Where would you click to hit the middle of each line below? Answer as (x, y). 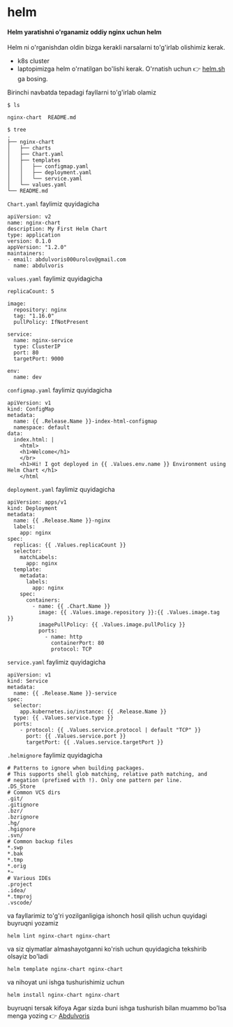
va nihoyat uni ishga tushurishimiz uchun (66, 982)
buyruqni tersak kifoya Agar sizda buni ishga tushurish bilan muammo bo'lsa (117, 1008)
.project (20, 885)
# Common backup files (40, 842)
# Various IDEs (29, 879)
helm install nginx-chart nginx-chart (63, 995)
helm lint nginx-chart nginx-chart (59, 936)
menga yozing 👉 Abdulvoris (48, 1016)
